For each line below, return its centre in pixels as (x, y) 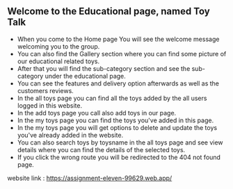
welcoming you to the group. (58, 46)
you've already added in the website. (70, 135)
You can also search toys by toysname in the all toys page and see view (120, 142)
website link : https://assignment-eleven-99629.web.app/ (90, 178)
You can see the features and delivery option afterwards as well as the (118, 83)
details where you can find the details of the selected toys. (101, 149)
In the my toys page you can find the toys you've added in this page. (115, 120)
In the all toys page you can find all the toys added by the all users (112, 98)
